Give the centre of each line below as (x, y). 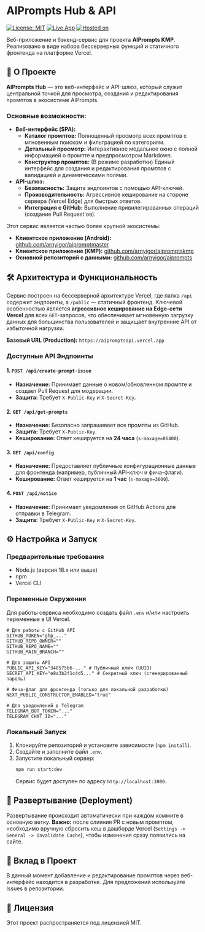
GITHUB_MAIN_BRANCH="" (35, 652)
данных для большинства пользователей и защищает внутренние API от (102, 322)
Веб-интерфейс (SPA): (45, 129)
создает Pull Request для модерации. (64, 390)
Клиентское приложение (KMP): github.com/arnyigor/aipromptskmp (105, 251)
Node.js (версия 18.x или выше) (56, 570)
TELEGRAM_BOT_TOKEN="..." (39, 711)
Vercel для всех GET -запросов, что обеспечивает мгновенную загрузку (100, 315)
